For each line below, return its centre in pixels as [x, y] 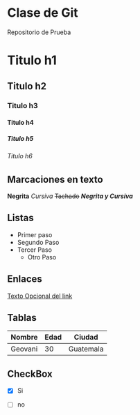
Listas [21, 218]
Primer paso [35, 234]
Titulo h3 [23, 106]
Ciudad [86, 338]
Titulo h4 [20, 123]
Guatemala [86, 349]
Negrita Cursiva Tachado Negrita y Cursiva [70, 196]
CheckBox [30, 373]
